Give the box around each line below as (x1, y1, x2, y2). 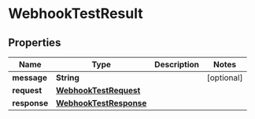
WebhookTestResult (8, 5, 143, 23)
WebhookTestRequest (55, 85, 141, 96)
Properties (8, 36, 61, 49)
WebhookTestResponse (55, 98, 147, 108)
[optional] (206, 72, 243, 83)
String (55, 72, 80, 83)
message (12, 72, 47, 83)
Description (154, 59, 199, 70)
